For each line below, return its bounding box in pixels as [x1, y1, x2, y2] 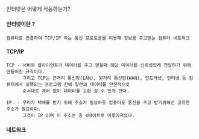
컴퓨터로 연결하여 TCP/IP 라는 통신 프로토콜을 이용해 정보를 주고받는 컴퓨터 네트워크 [6, 35, 190, 41]
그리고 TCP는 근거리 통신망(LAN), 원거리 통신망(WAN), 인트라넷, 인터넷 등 [22, 75, 187, 82]
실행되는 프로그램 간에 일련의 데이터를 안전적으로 [25, 82, 130, 88]
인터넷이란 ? [6, 20, 35, 27]
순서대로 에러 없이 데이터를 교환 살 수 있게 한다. [22, 88, 130, 94]
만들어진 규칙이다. [6, 69, 45, 75]
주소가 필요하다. [6, 106, 41, 112]
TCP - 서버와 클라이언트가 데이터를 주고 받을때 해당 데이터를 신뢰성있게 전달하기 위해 [6, 62, 192, 68]
